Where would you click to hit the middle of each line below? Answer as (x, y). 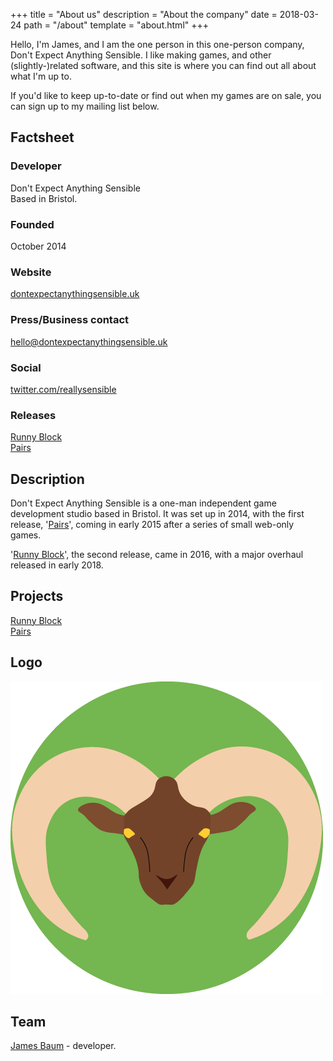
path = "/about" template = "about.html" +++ (116, 25)
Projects (37, 596)
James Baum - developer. (63, 1046)
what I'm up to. (41, 76)
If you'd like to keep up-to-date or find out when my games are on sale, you (166, 95)
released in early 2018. (57, 565)
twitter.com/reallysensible (63, 389)
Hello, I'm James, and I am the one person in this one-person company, (157, 44)
